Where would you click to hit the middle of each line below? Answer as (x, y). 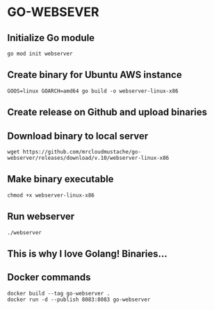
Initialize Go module (51, 38)
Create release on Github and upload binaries (107, 112)
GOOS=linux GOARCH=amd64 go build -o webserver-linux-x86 (93, 91)
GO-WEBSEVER (53, 12)
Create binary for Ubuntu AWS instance (94, 75)
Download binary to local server (78, 136)
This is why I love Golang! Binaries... (88, 254)
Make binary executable (60, 179)
